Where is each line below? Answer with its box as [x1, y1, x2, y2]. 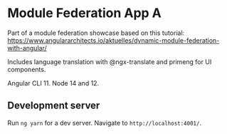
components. [7, 65, 46, 73]
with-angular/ [7, 43, 48, 52]
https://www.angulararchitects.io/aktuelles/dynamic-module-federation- [7, 36, 220, 44]
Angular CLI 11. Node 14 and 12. [7, 78, 100, 87]
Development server [7, 100, 100, 112]
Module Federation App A [7, 5, 162, 21]
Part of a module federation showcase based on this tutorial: [7, 29, 185, 37]
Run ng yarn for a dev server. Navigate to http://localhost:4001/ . [7, 118, 201, 127]
